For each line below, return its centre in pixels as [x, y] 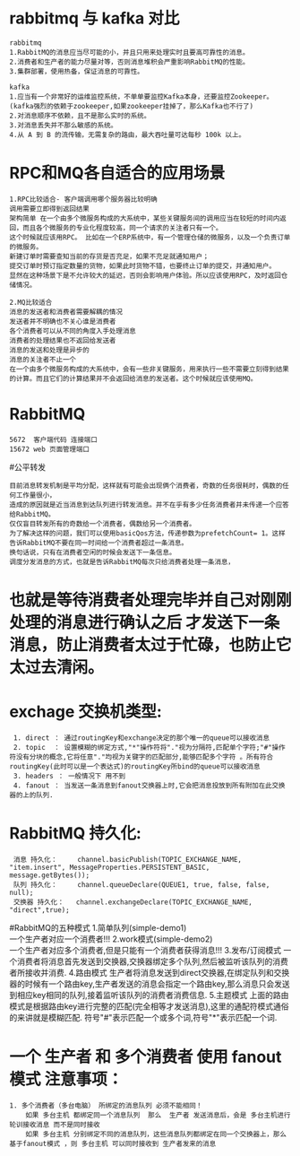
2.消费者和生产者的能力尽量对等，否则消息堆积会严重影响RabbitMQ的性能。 [129, 62]
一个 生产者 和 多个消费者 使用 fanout [146, 1057]
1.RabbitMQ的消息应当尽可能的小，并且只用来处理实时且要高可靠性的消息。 [129, 52]
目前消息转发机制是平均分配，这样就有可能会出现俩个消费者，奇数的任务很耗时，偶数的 [146, 485]
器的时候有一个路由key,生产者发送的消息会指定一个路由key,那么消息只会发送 [150, 984]
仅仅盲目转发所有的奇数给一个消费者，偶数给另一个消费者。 [103, 524]
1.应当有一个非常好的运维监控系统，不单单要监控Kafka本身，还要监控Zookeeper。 [141, 96]
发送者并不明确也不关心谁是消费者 [63, 321]
